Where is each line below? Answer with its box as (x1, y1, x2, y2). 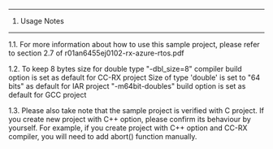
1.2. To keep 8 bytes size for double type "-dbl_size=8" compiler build (8, 64, 242, 73)
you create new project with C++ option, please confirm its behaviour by (8, 115, 252, 124)
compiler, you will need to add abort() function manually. (8, 132, 197, 141)
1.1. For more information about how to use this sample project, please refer (8, 40, 260, 49)
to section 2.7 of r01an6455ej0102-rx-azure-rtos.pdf (8, 48, 184, 58)
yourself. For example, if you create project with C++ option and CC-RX (8, 123, 248, 133)
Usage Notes (19, 16, 65, 25)
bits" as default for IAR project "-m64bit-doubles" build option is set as (8, 81, 246, 90)
